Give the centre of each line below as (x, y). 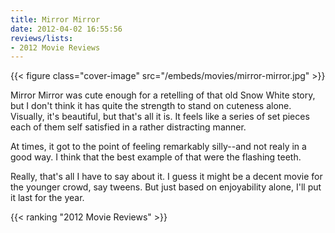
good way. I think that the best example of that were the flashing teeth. (156, 157)
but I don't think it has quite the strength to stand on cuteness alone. (151, 106)
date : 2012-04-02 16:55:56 (66, 29)
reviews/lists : (42, 38)
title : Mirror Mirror (55, 19)
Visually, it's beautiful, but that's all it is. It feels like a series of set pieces (160, 117)
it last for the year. (47, 198)
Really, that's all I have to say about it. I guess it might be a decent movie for (166, 177)
